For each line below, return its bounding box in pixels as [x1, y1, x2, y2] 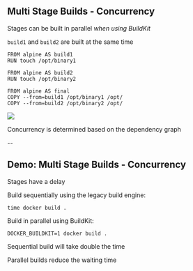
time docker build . [7, 204, 68, 211]
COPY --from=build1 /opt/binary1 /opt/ [7, 93, 123, 100]
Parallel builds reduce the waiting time [7, 256, 117, 264]
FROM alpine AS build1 [7, 51, 73, 58]
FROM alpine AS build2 [7, 69, 73, 76]
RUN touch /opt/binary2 [7, 75, 77, 82]
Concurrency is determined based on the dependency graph [7, 125, 181, 133]
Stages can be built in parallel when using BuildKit [7, 24, 151, 32]
